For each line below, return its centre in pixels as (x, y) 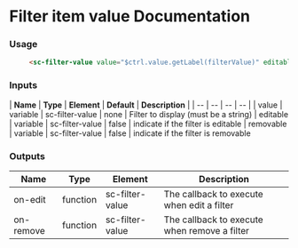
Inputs (24, 85)
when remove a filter (207, 230)
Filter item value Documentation (130, 16)
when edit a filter (199, 204)
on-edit (30, 199)
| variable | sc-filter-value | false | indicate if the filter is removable (130, 133)
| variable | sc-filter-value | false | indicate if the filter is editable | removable (148, 124)
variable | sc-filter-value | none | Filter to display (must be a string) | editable (149, 114)
